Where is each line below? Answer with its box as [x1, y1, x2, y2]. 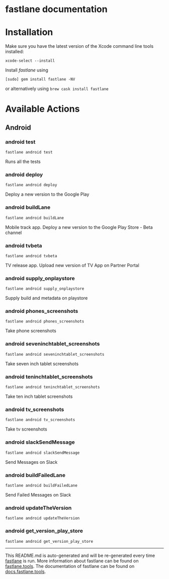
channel [5, 229, 22, 235]
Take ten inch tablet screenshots [5, 393, 73, 399]
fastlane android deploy [5, 183, 57, 188]
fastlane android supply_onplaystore [5, 286, 84, 291]
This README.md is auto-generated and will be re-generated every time [5, 552, 155, 558]
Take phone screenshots [5, 328, 56, 334]
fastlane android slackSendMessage [5, 450, 80, 455]
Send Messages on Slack [5, 459, 58, 465]
